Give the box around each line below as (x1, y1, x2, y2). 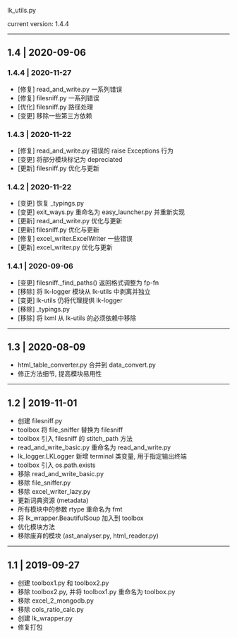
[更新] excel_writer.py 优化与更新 (17, 243, 113, 252)
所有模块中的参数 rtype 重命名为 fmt (17, 505, 123, 514)
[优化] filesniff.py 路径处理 (17, 102, 94, 111)
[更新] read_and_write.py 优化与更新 (17, 217, 123, 225)
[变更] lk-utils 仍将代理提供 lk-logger (17, 296, 123, 305)
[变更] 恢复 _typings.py (17, 199, 85, 208)
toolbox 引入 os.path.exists (17, 461, 96, 469)
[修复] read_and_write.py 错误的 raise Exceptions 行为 (17, 146, 174, 155)
